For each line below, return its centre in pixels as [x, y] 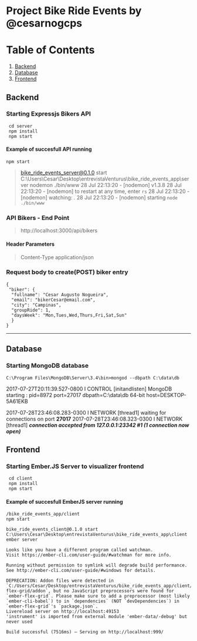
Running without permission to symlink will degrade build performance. [97, 565]
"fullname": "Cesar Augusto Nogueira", [60, 294]
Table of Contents [50, 50]
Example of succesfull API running [49, 149]
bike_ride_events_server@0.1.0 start [64, 173]
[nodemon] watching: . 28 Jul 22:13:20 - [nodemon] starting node [99, 198]
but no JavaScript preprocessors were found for [114, 591]
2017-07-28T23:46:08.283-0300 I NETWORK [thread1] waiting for [86, 412]
